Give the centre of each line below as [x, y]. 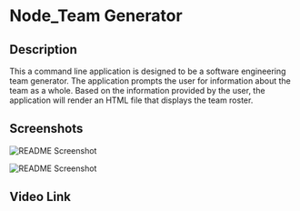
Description [43, 50]
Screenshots [46, 129]
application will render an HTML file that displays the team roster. [131, 100]
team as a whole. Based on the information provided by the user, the [137, 90]
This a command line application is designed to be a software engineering [148, 71]
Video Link [40, 197]
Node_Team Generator [96, 16]
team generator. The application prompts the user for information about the [150, 81]
